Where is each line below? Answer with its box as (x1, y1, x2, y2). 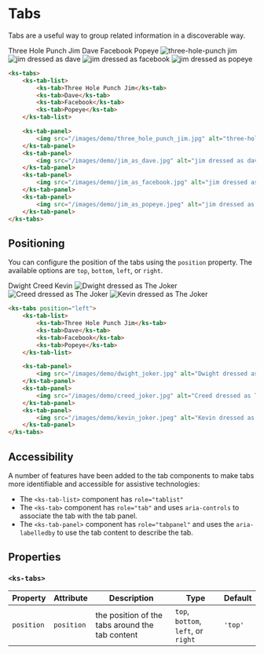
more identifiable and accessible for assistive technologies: (8, 479, 200, 488)
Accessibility (8, 450, 74, 463)
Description (108, 592, 155, 603)
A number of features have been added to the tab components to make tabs (8, 470, 255, 480)
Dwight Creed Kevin (8, 281, 73, 290)
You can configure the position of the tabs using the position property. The (8, 258, 253, 267)
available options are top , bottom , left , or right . (8, 266, 163, 276)
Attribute (53, 592, 88, 603)
